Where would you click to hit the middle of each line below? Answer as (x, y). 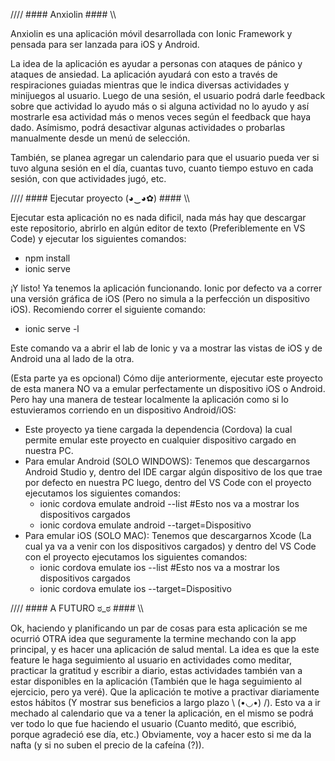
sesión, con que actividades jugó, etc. (88, 178)
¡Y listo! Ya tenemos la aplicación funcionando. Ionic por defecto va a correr (166, 288)
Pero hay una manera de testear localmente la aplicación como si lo (149, 399)
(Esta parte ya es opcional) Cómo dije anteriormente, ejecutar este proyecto (166, 378)
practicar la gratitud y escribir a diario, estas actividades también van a (156, 670)
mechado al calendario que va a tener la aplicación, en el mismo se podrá (162, 713)
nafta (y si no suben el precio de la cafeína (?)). (107, 745)
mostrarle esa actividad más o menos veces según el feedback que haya (161, 117)
